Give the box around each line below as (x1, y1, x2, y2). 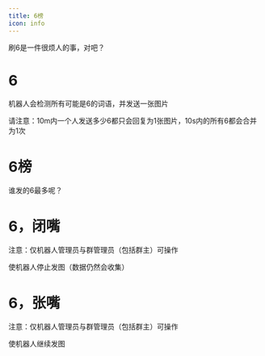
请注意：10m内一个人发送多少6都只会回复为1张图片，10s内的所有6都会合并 (8, 116, 257, 126)
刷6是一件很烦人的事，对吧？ (8, 42, 105, 52)
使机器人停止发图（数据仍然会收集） (8, 262, 129, 272)
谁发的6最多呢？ (8, 186, 63, 195)
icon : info (8, 19, 45, 27)
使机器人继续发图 (8, 339, 65, 349)
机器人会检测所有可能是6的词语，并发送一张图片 (8, 98, 169, 109)
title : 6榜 (8, 11, 44, 20)
